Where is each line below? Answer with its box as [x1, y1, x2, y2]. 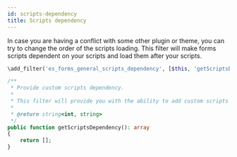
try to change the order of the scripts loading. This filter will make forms [7, 44, 217, 52]
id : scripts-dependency [7, 10, 78, 18]
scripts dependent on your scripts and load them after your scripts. [7, 51, 202, 60]
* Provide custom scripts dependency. [10, 84, 125, 92]
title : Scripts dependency [7, 17, 87, 24]
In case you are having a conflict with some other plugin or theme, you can [7, 36, 224, 45]
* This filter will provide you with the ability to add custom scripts [10, 98, 229, 105]
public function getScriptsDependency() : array [7, 124, 150, 131]
